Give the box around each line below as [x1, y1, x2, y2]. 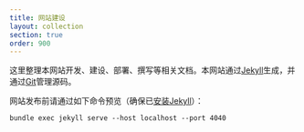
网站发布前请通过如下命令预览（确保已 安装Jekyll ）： [9, 96, 204, 107]
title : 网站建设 [9, 13, 66, 23]
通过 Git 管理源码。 [9, 76, 77, 87]
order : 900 [9, 38, 51, 48]
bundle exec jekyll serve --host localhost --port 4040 [9, 114, 226, 123]
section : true [9, 30, 64, 39]
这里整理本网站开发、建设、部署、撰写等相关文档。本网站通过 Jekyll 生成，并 [9, 65, 296, 76]
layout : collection [9, 22, 84, 31]
